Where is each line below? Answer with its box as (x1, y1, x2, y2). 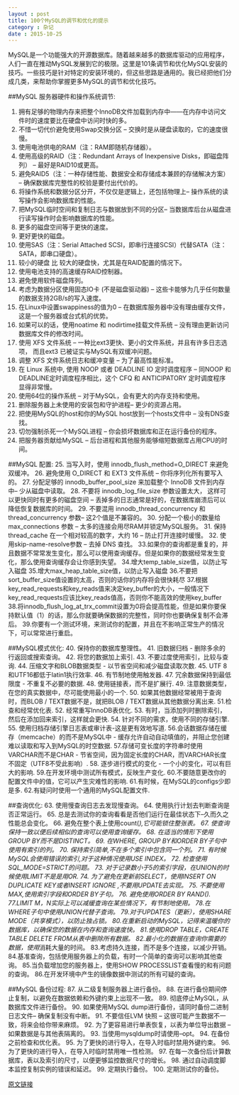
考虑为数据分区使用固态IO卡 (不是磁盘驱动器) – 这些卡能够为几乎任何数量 (18, 285, 231, 293)
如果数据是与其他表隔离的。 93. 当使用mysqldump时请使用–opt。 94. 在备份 (8, 1030, 230, 1038)
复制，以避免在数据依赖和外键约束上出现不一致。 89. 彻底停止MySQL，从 (13, 994, 229, 1003)
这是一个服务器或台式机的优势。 (18, 312, 112, 320)
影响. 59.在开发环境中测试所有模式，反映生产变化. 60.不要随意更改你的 (20, 768, 226, 777)
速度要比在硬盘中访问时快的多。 (37, 117, 130, 125)
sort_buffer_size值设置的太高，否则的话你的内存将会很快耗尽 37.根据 (8, 576, 209, 584)
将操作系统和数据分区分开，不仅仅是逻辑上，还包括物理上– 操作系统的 (18, 188, 223, 196)
